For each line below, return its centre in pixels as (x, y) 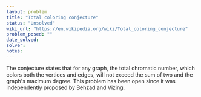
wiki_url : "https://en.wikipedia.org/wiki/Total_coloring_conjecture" (97, 29)
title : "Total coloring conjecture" (52, 17)
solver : (16, 46)
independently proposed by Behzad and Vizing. (66, 87)
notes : (15, 51)
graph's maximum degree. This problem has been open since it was (91, 81)
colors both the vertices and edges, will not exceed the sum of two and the (100, 74)
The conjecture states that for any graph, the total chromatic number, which (101, 68)
